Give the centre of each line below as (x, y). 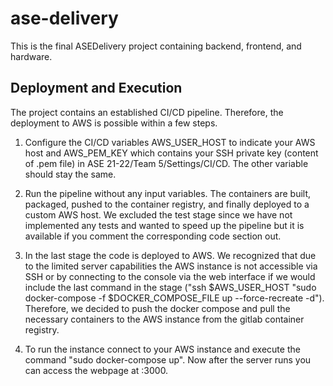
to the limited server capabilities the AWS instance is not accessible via (171, 266)
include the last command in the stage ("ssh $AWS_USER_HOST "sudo (170, 287)
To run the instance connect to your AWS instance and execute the (162, 349)
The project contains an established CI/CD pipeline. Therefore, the (147, 112)
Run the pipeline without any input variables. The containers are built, (168, 193)
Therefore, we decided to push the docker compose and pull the (157, 308)
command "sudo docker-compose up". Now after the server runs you (168, 359)
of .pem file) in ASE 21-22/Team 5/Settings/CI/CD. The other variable (166, 163)
